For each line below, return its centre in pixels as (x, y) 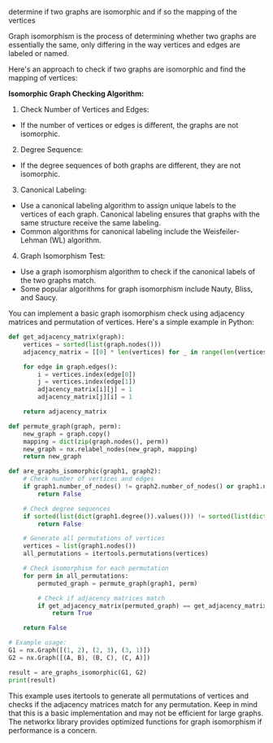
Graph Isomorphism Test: (63, 256)
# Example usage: (38, 643)
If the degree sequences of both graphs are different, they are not (130, 165)
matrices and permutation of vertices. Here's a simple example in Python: (131, 322)
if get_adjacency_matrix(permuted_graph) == (114, 605)
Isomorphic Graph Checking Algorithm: (76, 94)
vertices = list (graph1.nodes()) (80, 546)
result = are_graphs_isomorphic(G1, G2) (78, 672)
